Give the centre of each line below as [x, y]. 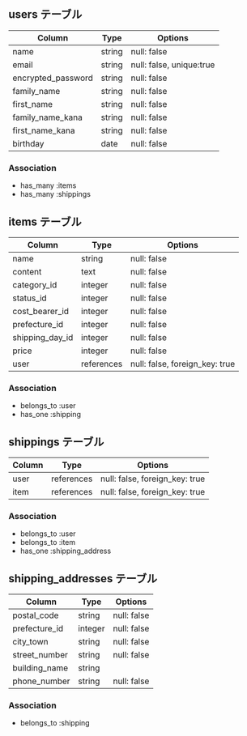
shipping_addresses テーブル [83, 579]
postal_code [36, 615]
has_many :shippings [55, 194]
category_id [35, 284]
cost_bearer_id [41, 311]
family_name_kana [47, 117]
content [27, 271]
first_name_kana [44, 130]
